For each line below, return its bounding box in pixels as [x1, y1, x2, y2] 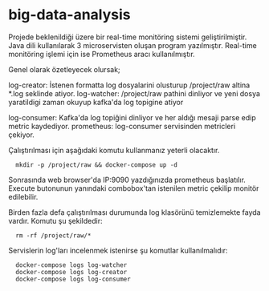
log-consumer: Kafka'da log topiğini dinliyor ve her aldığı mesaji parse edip [8, 112, 256, 122]
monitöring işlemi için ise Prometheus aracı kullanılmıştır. [8, 49, 195, 59]
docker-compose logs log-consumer [15, 275, 131, 283]
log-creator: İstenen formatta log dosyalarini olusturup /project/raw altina [8, 80, 251, 90]
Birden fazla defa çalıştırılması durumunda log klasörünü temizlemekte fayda [8, 207, 261, 217]
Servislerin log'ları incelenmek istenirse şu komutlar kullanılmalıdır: [8, 245, 228, 255]
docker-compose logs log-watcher [15, 261, 128, 269]
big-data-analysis [8, 6, 131, 24]
